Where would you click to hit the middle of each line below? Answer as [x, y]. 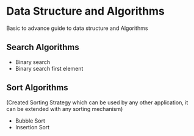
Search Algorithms [43, 47]
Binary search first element [49, 68]
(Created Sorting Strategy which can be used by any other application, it [97, 102]
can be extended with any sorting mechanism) [65, 109]
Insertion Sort [32, 127]
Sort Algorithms [37, 88]
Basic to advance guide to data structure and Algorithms [77, 28]
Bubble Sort [30, 121]
